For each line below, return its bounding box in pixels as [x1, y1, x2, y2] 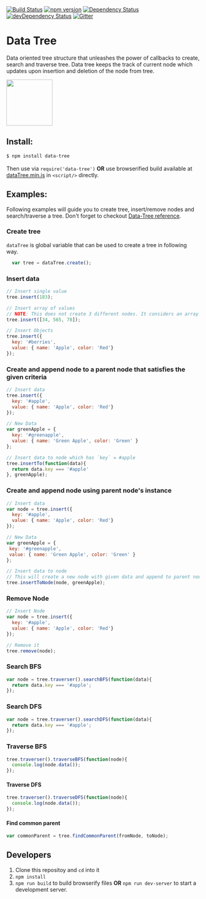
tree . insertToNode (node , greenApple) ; [6, 580, 105, 586]
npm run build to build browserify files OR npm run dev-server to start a [15, 879, 196, 887]
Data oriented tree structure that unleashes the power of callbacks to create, [6, 54, 200, 61]
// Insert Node [6, 608, 45, 614]
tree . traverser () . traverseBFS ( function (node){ [6, 756, 128, 762]
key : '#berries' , [12, 339, 56, 346]
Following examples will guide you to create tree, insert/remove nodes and [6, 205, 194, 213]
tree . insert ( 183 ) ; [6, 294, 53, 300]
